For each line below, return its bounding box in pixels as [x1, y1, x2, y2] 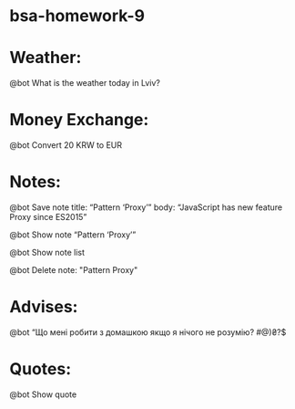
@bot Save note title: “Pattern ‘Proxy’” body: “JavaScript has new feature [9, 202, 283, 213]
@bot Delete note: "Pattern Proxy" [9, 265, 138, 275]
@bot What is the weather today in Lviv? [9, 78, 161, 89]
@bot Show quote [9, 389, 77, 400]
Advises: [9, 297, 78, 318]
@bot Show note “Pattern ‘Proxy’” [9, 229, 137, 240]
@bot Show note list [9, 247, 85, 257]
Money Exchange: [9, 110, 149, 131]
